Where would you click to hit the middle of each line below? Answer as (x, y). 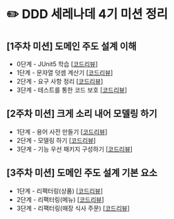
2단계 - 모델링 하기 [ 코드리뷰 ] (56, 140)
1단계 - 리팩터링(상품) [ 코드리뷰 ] (59, 191)
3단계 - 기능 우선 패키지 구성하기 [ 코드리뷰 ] (74, 149)
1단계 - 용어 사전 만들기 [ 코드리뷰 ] (62, 131)
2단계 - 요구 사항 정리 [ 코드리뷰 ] (60, 81)
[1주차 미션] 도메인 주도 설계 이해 (71, 46)
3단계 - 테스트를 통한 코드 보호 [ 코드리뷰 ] (71, 90)
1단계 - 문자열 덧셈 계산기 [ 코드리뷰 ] (65, 73)
